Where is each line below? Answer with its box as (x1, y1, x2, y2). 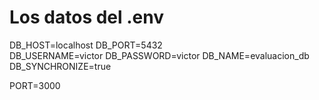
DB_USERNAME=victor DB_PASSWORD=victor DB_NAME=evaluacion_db (9, 49, 310, 61)
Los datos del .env (9, 6, 165, 29)
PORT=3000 (9, 79, 61, 91)
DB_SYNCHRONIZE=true (9, 60, 112, 72)
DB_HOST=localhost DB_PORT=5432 (9, 39, 163, 51)
